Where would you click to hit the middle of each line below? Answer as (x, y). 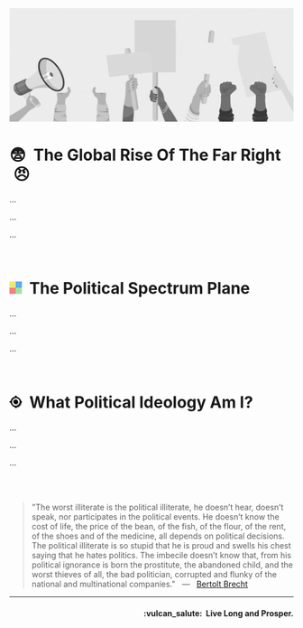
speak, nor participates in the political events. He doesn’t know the (155, 517)
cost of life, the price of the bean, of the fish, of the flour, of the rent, (159, 527)
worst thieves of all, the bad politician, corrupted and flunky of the (154, 575)
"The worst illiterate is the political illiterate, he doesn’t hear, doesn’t (157, 507)
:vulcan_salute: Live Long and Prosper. (219, 613)
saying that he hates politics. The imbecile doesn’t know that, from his (161, 556)
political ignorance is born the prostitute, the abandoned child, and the (162, 565)
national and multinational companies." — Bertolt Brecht (139, 584)
